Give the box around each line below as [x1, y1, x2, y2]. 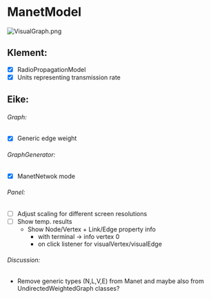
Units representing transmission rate [17, 73, 121, 81]
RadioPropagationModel [17, 65, 86, 73]
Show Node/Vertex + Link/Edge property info [27, 225, 157, 233]
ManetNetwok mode [17, 172, 76, 180]
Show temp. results [17, 218, 72, 226]
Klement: [7, 47, 48, 59]
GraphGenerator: [7, 151, 56, 159]
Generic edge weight [17, 134, 77, 142]
